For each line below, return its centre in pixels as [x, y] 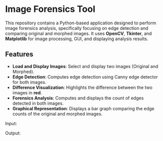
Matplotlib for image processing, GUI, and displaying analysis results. [77, 39]
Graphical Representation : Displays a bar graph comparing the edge [83, 108]
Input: [11, 123]
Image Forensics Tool [50, 9]
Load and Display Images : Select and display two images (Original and [85, 66]
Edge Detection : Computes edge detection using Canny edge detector [85, 77]
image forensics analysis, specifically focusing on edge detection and [77, 28]
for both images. [29, 82]
